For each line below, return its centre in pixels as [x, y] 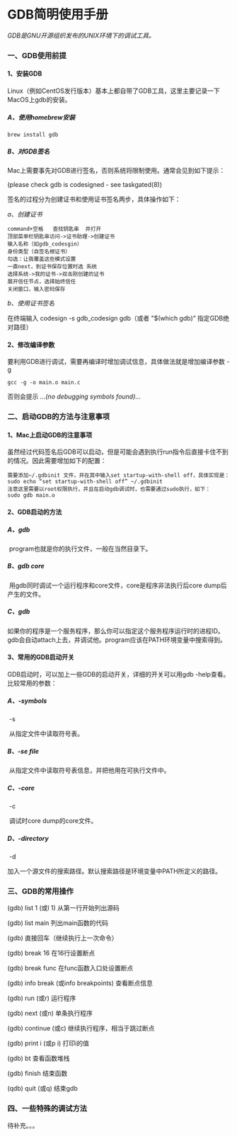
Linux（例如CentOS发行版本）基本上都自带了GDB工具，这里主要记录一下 [114, 91]
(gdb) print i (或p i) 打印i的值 [48, 1043]
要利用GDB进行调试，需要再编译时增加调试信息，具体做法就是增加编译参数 [116, 362]
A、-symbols [27, 701]
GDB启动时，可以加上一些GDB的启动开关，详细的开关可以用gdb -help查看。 [118, 675]
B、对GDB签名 [29, 151]
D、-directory [28, 838]
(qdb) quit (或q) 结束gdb [42, 1089]
